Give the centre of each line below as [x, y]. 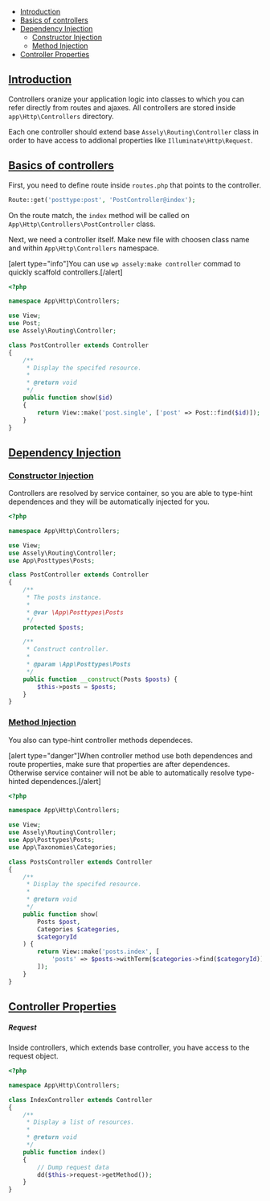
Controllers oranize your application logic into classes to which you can [127, 99]
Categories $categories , [79, 929]
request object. [33, 1056]
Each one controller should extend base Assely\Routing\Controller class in [134, 131]
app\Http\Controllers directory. [61, 116]
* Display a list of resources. [80, 1122]
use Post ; [25, 324]
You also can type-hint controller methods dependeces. [101, 740]
